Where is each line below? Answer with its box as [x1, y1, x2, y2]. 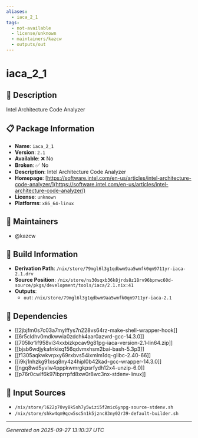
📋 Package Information [6, 124, 95, 134]
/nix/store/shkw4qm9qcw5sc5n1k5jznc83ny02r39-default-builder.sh [14, 410, 179, 416]
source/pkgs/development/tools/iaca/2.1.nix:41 [14, 282, 134, 289]
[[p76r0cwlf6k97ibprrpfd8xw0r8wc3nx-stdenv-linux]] [14, 371, 146, 378]
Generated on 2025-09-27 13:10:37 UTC [6, 426, 104, 433]
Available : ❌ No [14, 154, 54, 162]
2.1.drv [14, 271, 34, 277]
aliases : [6, 8, 28, 15]
